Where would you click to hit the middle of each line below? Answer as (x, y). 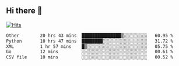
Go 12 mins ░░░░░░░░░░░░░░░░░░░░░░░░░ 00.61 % (90, 52)
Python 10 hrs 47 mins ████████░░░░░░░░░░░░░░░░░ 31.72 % (90, 41)
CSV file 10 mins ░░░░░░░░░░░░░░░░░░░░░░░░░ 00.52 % (90, 57)
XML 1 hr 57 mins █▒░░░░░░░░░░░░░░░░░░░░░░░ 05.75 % (90, 46)
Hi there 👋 (24, 11)
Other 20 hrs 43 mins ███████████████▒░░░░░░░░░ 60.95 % (90, 36)
